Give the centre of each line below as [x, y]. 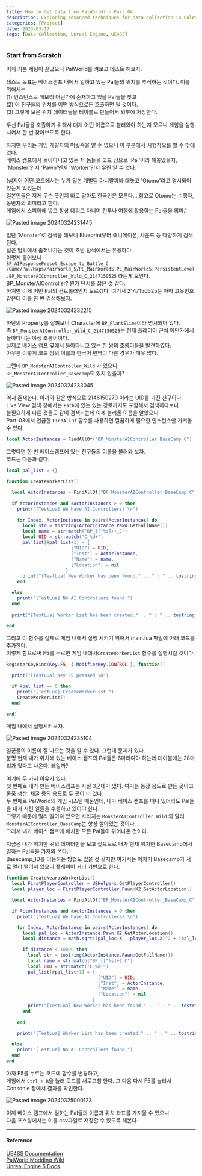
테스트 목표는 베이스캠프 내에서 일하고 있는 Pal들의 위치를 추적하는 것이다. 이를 [98, 82]
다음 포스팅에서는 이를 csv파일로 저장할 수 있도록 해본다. [72, 1120]
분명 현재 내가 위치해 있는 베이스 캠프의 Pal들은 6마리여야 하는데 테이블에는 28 [98, 758]
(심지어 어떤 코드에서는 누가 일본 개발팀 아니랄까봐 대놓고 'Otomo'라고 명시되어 [99, 181]
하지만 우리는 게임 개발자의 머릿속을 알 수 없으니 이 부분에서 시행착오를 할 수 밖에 [101, 145]
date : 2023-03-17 [28, 29]
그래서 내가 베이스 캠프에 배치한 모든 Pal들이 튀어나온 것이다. [77, 831]
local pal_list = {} [32, 471]
